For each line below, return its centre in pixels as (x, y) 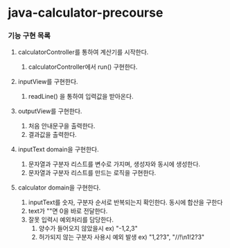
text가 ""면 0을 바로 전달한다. (68, 211)
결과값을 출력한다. (52, 135)
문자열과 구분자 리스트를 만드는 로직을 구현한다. (92, 173)
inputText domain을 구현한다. (58, 149)
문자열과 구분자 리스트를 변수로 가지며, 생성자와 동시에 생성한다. (114, 164)
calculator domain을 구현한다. (59, 188)
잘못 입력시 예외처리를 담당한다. (71, 220)
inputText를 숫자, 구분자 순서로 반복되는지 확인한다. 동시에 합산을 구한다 (125, 202)
